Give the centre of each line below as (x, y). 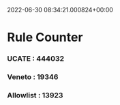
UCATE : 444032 (36, 59)
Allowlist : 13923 (35, 95)
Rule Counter (45, 37)
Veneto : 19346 (33, 77)
